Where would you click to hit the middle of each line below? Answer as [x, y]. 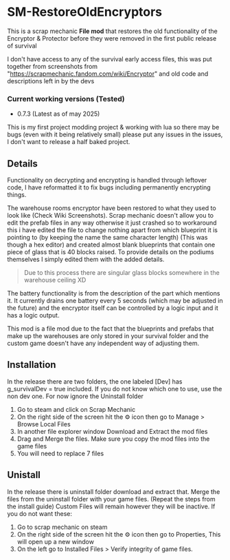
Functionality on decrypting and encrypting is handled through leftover [107, 180]
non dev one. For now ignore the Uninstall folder [76, 396]
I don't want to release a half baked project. [69, 142]
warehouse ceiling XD [55, 280]
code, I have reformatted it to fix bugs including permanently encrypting [109, 187]
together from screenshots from [53, 66]
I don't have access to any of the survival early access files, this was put [110, 59]
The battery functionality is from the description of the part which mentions [114, 293]
